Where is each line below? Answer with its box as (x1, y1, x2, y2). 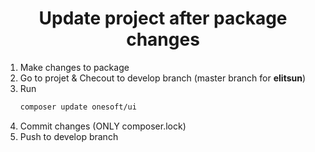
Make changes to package (19, 61, 130, 73)
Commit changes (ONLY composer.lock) (19, 120, 187, 132)
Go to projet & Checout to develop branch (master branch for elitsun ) (19, 72, 307, 84)
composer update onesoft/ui (19, 102, 137, 112)
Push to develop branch (19, 130, 119, 142)
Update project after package (38, 7, 288, 30)
